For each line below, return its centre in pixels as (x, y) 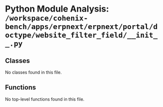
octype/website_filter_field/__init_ (81, 35)
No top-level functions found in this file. (45, 99)
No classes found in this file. (33, 72)
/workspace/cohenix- (47, 18)
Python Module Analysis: (57, 9)
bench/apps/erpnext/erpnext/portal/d (81, 27)
